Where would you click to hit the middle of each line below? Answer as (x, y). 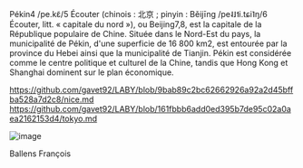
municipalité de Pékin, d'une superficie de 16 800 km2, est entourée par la (148, 43)
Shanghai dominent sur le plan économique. (92, 72)
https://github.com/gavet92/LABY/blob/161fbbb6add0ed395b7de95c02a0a (151, 109)
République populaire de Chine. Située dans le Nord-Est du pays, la (135, 34)
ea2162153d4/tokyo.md (54, 118)
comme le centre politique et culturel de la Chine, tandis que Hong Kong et (149, 63)
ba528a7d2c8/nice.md (52, 99)
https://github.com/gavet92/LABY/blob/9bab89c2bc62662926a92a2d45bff (151, 90)
